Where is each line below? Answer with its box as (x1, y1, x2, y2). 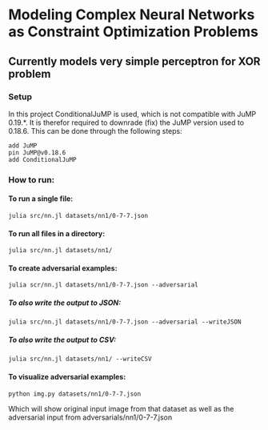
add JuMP (8, 142, 38, 150)
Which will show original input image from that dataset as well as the (8, 404, 234, 413)
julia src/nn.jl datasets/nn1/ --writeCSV (8, 355, 152, 364)
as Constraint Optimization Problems (8, 22, 258, 41)
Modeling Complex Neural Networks (8, 6, 255, 24)
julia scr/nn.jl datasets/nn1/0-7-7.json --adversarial (8, 281, 198, 289)
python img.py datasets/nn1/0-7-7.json (8, 390, 142, 398)
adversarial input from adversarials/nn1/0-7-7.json (8, 412, 173, 422)
